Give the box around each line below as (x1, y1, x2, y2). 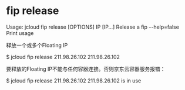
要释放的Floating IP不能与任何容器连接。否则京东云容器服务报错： (6, 65, 166, 72)
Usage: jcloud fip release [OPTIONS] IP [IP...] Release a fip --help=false (6, 23, 179, 30)
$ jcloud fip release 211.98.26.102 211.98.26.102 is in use (6, 77, 142, 84)
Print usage (6, 29, 34, 36)
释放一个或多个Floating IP (6, 41, 68, 49)
